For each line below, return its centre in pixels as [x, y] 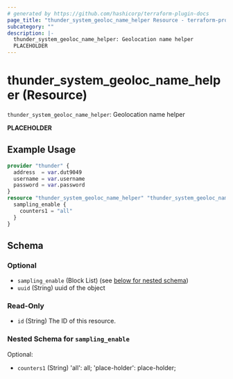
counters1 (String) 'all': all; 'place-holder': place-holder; [96, 368]
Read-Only [26, 306]
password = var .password [49, 185]
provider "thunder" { [38, 166]
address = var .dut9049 [48, 172]
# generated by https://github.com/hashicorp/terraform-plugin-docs [108, 14]
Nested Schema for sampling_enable [69, 339]
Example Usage [42, 150]
